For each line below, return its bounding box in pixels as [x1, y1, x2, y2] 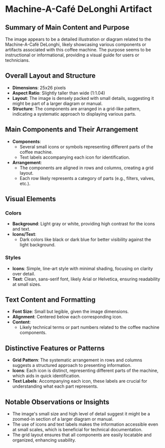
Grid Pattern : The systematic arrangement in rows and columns [12, 357, 142, 363]
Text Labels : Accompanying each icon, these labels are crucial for [12, 378, 147, 384]
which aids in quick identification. [12, 373, 81, 379]
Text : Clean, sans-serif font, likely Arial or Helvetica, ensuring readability [12, 276, 161, 282]
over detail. [12, 270, 36, 276]
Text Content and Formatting [5, 296, 96, 304]
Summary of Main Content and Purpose [5, 23, 130, 32]
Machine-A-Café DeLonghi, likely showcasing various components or [5, 42, 147, 47]
